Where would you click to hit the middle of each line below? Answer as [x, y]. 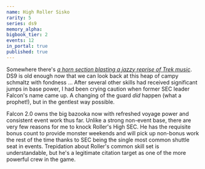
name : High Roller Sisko [38, 12]
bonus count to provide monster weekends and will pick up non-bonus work [103, 133]
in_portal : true [27, 47]
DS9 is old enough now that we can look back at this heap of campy [93, 76]
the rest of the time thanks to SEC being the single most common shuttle [98, 140]
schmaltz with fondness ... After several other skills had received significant [102, 82]
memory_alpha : [25, 29]
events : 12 [20, 40]
